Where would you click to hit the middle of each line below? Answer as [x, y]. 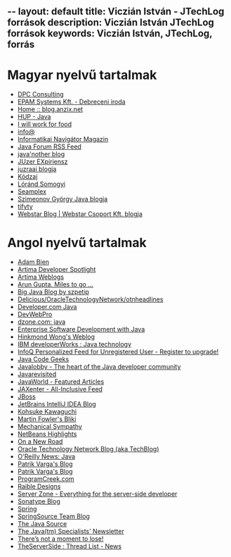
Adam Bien [33, 262]
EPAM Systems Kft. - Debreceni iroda [71, 102]
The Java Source [42, 524]
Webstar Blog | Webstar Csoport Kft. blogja [80, 214]
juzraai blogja [37, 169]
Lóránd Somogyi [41, 184]
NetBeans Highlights [47, 434]
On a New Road [40, 442]
